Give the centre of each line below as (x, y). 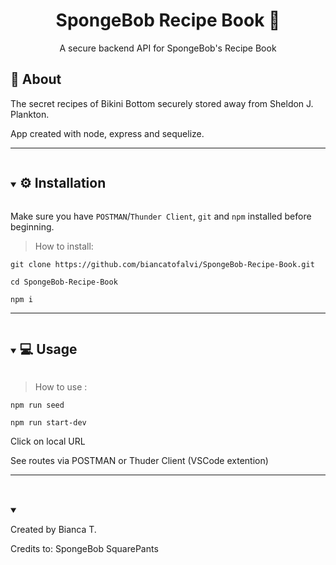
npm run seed (37, 405)
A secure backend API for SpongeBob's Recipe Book (168, 48)
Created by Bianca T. (53, 530)
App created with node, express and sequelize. (107, 133)
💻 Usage (48, 349)
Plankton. (30, 114)
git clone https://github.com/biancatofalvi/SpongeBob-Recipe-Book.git (162, 264)
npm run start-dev (48, 423)
